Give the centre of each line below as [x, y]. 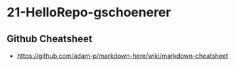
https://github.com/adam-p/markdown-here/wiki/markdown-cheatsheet [123, 56]
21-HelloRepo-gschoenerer [89, 12]
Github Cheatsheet [50, 39]
